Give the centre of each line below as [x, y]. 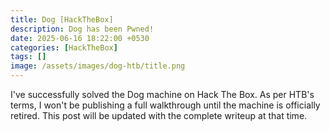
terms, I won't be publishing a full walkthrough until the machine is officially [165, 105]
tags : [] [28, 57]
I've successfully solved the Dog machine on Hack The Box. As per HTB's [162, 94]
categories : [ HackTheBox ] [64, 47]
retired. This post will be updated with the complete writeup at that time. [159, 115]
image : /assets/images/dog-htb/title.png [98, 66]
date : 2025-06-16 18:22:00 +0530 [80, 38]
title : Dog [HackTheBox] [62, 19]
